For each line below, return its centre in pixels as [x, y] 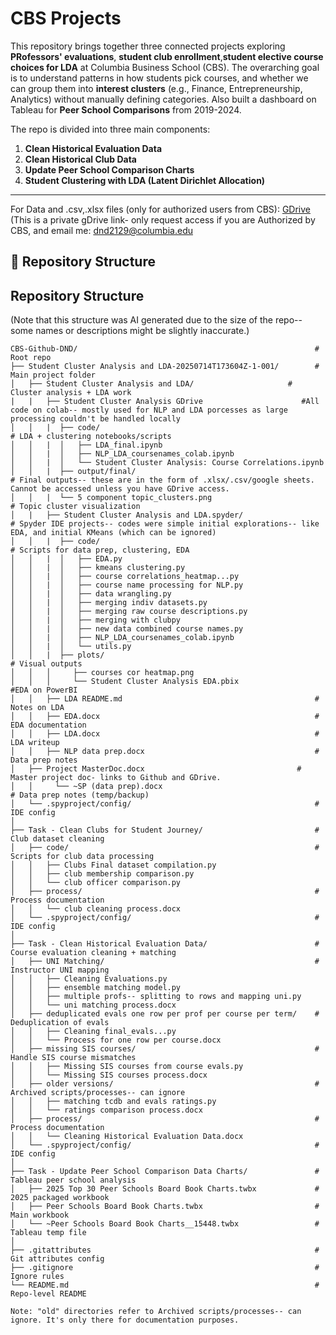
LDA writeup [35, 743]
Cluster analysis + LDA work [71, 393]
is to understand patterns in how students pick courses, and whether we [159, 78]
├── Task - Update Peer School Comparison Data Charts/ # [165, 1172]
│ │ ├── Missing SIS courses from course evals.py [127, 1067]
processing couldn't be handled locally [96, 419]
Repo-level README [48, 1294]
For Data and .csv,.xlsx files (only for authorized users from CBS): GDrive [161, 209]
